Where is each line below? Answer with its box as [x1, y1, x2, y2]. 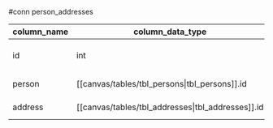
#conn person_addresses [8, 7, 93, 16]
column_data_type [133, 26, 207, 37]
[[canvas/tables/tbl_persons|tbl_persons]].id [76, 79, 247, 89]
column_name [12, 26, 69, 37]
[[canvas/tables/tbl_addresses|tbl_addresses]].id [76, 101, 264, 113]
